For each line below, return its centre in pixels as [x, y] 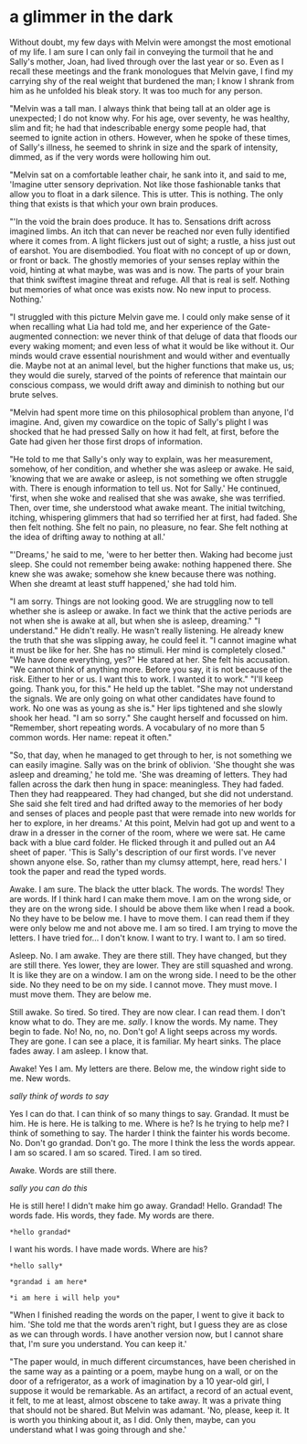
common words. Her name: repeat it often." [91, 737]
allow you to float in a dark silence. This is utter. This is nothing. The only [146, 194]
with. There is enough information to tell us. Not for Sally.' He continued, [145, 488]
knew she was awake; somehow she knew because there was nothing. [143, 574]
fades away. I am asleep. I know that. [79, 1051]
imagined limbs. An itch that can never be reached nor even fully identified [150, 231]
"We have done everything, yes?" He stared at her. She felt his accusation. [150, 659]
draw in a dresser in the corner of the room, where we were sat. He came [148, 833]
